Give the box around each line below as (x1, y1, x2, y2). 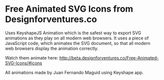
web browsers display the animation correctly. (5, 45, 99, 51)
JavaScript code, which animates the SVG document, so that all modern (5, 40, 151, 46)
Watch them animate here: (5, 55, 58, 60)
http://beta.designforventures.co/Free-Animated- (59, 55, 159, 60)
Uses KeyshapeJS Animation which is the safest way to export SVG (5, 30, 141, 36)
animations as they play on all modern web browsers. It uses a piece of (5, 35, 149, 41)
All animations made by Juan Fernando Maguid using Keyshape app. (5, 69, 144, 75)
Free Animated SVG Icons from (5, 3, 134, 15)
